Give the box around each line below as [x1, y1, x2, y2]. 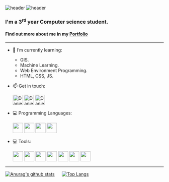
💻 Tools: [12, 138, 31, 144]
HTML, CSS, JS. [20, 73, 54, 79]
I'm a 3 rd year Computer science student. [5, 17, 109, 25]
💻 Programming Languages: [12, 110, 72, 116]
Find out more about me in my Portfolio [5, 31, 88, 37]
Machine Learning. [20, 62, 59, 68]
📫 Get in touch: [12, 83, 45, 89]
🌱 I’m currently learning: [12, 47, 62, 53]
